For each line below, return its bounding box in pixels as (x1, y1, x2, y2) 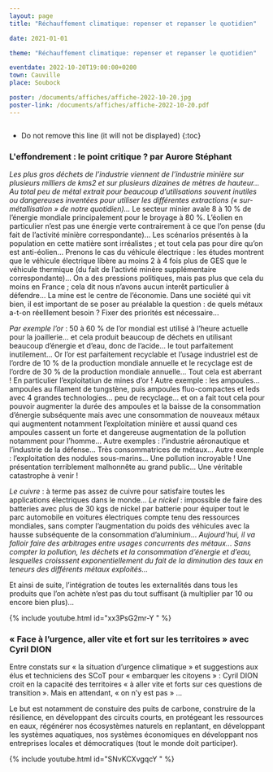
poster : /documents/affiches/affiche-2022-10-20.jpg (9, 94, 192, 102)
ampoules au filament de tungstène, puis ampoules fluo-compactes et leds (9, 384, 261, 393)
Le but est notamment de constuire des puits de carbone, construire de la (9, 704, 256, 713)
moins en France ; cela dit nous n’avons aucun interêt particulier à (9, 282, 230, 292)
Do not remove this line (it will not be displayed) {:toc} (20, 130, 201, 140)
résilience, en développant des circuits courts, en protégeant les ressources (9, 713, 264, 722)
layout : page (9, 11, 54, 20)
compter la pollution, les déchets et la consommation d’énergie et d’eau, (9, 546, 252, 556)
